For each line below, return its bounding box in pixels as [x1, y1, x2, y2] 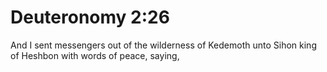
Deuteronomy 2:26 [10, 6, 170, 29]
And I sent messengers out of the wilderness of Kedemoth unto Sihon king [10, 39, 317, 51]
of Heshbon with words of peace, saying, [10, 49, 180, 61]
